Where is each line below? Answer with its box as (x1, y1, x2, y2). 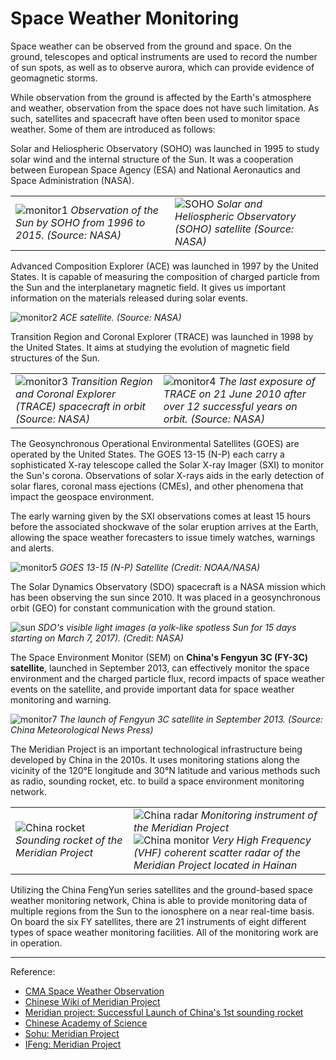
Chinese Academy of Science (24, 1017, 148, 1029)
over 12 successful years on (163, 399, 298, 413)
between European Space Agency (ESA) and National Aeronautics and (10, 163, 301, 176)
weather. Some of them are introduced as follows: (10, 123, 216, 135)
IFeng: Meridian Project (24, 1038, 122, 1050)
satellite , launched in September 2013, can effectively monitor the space (10, 662, 310, 674)
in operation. (10, 937, 63, 949)
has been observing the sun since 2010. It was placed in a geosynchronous (10, 591, 321, 603)
